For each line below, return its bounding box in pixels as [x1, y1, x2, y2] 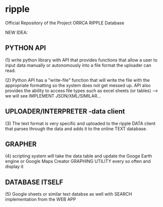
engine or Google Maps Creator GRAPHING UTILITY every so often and [5, 158, 151, 164]
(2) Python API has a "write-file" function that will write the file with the [5, 77, 150, 83]
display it [5, 163, 24, 169]
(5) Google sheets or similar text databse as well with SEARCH [5, 191, 132, 197]
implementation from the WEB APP [5, 197, 76, 203]
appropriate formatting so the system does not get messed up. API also [5, 82, 151, 88]
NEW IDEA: [5, 29, 28, 35]
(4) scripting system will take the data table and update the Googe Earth [5, 153, 153, 159]
